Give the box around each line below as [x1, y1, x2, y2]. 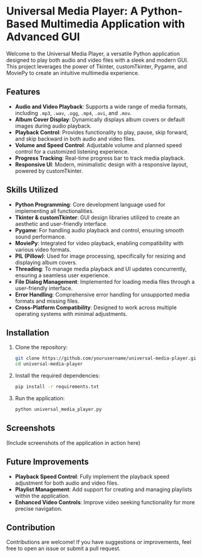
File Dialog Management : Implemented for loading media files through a [14, 278, 195, 285]
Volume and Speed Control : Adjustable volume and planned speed [14, 141, 182, 149]
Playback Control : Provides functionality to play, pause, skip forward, [14, 128, 188, 136]
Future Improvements [6, 457, 89, 467]
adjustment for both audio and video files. [14, 479, 119, 487]
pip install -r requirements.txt [14, 384, 99, 390]
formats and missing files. [14, 297, 80, 304]
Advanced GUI [6, 30, 80, 44]
